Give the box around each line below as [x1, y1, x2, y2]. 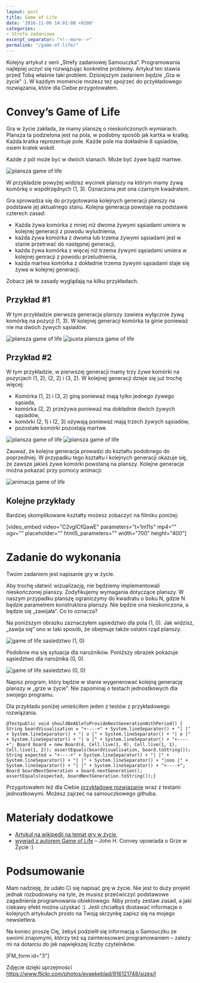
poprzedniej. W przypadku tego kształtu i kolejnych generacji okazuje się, [6, 454, 188, 462]
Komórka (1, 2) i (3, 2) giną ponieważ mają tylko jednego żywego [14, 393, 174, 400]
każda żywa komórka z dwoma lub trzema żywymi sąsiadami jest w [14, 234, 181, 241]
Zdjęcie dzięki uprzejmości [6, 964, 72, 971]
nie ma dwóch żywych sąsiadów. [6, 323, 88, 330]
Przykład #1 [6, 295, 51, 305]
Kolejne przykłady [6, 496, 76, 506]
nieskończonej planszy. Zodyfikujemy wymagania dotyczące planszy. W [6, 589, 184, 596]
